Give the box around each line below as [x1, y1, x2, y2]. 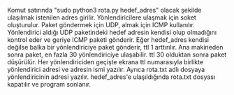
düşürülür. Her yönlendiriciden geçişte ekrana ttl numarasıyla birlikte [7, 58, 204, 66]
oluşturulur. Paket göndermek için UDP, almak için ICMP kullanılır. [7, 21, 196, 29]
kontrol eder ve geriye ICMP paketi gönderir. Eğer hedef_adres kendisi [7, 36, 210, 44]
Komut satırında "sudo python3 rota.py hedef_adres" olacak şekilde [7, 6, 202, 14]
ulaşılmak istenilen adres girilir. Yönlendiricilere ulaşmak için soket [7, 13, 197, 22]
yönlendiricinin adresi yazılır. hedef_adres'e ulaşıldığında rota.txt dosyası [7, 73, 216, 81]
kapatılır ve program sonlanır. [7, 80, 92, 88]
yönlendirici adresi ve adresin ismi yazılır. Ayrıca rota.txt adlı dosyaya [7, 66, 205, 73]
